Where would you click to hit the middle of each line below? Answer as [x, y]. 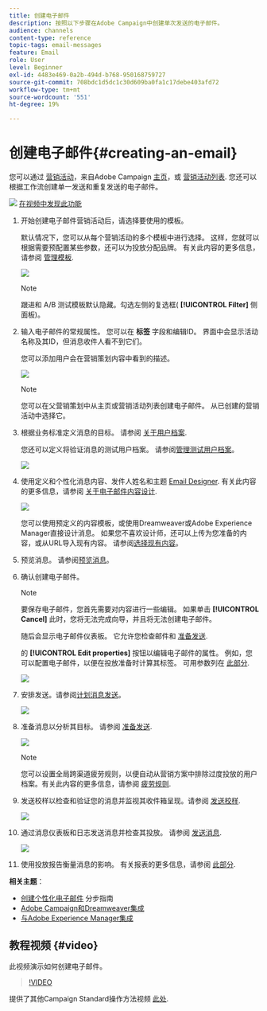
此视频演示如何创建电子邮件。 [58, 966]
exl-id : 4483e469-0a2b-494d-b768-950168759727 [87, 75]
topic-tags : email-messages [56, 45]
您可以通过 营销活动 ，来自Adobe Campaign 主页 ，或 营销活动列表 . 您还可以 [133, 177]
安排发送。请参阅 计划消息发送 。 [73, 695]
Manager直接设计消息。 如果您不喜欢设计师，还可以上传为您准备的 [130, 533]
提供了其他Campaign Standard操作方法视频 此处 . [89, 998]
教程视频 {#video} [54, 945]
